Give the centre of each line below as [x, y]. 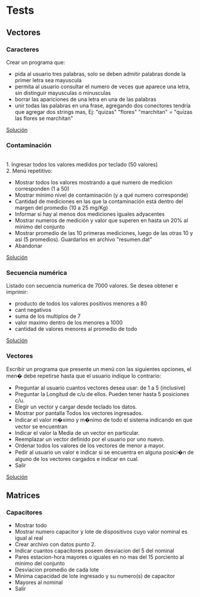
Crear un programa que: [36, 62]
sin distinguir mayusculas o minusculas [63, 92]
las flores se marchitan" [44, 118]
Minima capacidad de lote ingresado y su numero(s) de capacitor [95, 576]
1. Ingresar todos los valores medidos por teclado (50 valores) [82, 165]
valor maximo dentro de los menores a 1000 [69, 323]
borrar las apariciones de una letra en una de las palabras [85, 99]
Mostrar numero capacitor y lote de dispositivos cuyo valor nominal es [101, 532]
